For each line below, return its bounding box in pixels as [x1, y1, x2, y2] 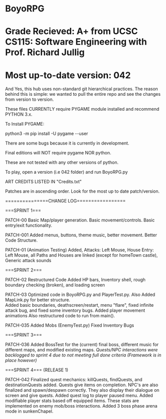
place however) [5, 357, 37, 363]
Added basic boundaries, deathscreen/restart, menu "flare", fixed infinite [5, 302, 154, 308]
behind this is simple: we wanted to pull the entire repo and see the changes [5, 91, 161, 97]
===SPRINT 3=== [5, 332, 42, 338]
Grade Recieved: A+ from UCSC [5, 26, 138, 37]
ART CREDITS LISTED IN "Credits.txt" [5, 179, 82, 185]
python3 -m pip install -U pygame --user [5, 131, 88, 137]
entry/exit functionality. [5, 222, 53, 228]
